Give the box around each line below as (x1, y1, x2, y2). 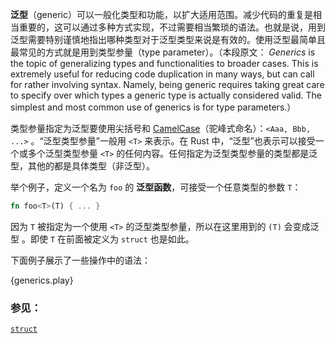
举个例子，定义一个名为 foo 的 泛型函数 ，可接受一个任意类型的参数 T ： (10, 181, 302, 193)
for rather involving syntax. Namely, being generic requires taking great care (10, 79, 325, 90)
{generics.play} (10, 274, 74, 286)
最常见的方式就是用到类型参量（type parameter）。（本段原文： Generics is (10, 46, 316, 58)
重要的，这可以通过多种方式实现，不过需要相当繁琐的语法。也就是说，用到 (18, 21, 326, 33)
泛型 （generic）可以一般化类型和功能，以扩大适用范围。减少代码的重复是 (10, 9, 313, 20)
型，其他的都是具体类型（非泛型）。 (10, 160, 155, 172)
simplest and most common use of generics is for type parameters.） (10, 101, 297, 113)
